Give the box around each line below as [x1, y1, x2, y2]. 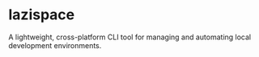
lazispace [8, 6, 75, 24]
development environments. [8, 40, 102, 50]
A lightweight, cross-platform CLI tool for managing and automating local [8, 32, 252, 42]
